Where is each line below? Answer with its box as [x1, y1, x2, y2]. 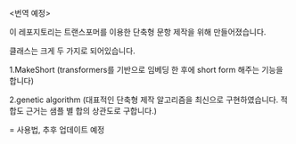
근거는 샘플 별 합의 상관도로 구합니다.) [25, 106, 158, 116]
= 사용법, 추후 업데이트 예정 [9, 124, 105, 135]
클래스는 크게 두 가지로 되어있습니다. [9, 45, 136, 56]
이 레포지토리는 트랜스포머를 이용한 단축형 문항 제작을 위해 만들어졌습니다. [9, 27, 267, 37]
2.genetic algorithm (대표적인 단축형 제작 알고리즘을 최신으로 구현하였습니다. [9, 94, 279, 105]
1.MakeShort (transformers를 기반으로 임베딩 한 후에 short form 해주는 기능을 [9, 65, 284, 75]
